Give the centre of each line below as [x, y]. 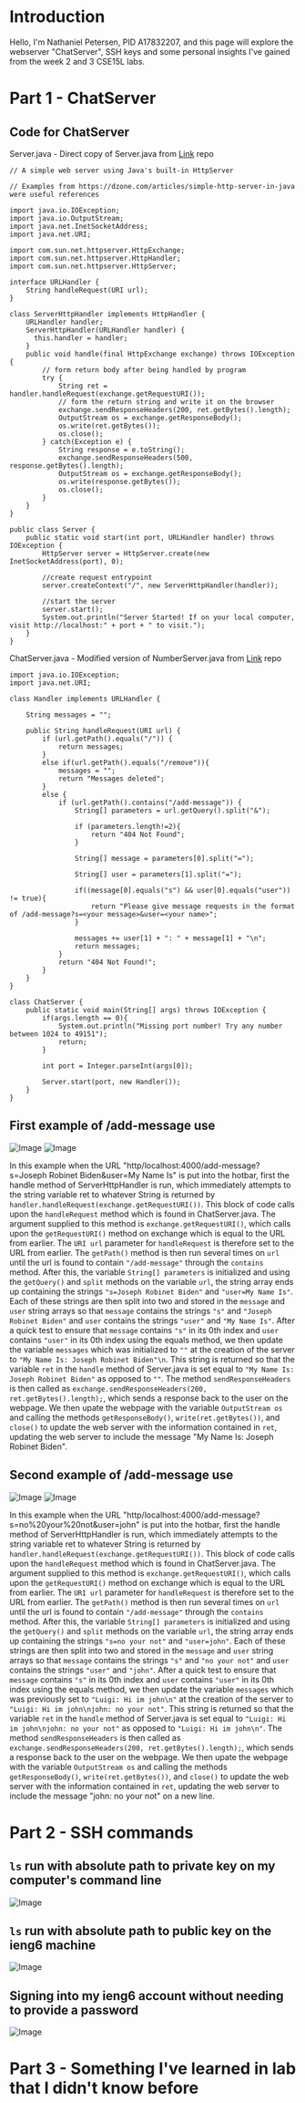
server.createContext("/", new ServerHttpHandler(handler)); [161, 585]
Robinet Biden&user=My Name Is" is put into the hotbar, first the [169, 1175]
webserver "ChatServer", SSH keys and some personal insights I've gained [150, 51]
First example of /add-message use [112, 1126]
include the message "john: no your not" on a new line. [112, 1796]
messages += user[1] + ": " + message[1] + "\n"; [170, 938]
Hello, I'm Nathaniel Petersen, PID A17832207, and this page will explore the [152, 42]
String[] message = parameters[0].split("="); [164, 858]
